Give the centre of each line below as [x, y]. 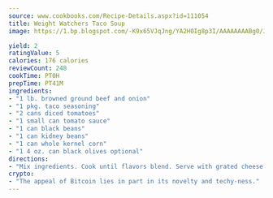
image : [19, 31]
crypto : [22, 174]
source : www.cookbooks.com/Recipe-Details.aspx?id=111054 [108, 16]
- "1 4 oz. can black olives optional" [76, 151]
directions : [28, 159]
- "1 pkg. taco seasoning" [54, 106]
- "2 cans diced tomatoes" [54, 114]
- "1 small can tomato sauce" [60, 121]
